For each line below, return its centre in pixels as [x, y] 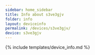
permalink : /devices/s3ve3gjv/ [38, 28]
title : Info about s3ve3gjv [35, 14]
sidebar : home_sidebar [29, 10]
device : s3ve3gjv [23, 33]
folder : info [19, 19]
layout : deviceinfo [26, 24]
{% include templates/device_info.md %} [48, 47]
